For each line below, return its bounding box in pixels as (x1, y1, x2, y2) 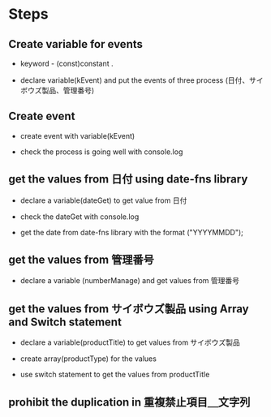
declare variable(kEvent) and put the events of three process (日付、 (19, 75, 250, 85)
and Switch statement (8, 315, 122, 329)
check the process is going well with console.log (19, 147, 183, 157)
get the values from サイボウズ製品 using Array (8, 302, 249, 316)
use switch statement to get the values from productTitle (19, 370, 210, 380)
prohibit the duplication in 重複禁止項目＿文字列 (8, 395, 251, 409)
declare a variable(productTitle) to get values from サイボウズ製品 (19, 337, 241, 347)
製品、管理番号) (41, 86, 95, 95)
